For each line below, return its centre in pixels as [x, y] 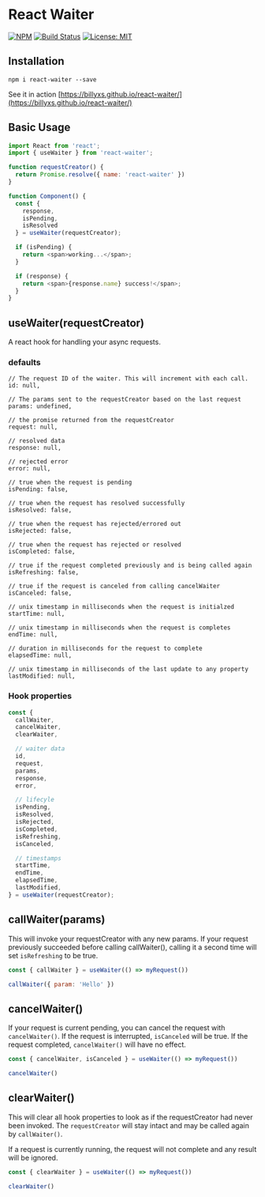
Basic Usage [39, 128]
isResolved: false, [40, 510]
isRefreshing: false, [44, 572]
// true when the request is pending [70, 483]
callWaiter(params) [57, 920]
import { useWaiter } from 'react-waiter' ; [81, 153]
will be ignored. [33, 1157]
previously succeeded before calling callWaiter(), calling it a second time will [132, 947]
